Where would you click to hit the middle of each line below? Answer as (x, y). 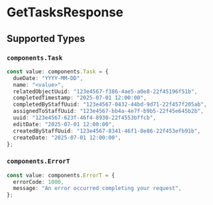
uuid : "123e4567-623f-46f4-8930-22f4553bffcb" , (85, 118)
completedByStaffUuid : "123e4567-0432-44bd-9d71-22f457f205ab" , (110, 105)
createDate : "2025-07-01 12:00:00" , (67, 138)
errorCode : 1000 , (39, 182)
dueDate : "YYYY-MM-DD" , (48, 78)
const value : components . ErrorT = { (61, 175)
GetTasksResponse (65, 12)
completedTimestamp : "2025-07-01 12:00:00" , (80, 98)
